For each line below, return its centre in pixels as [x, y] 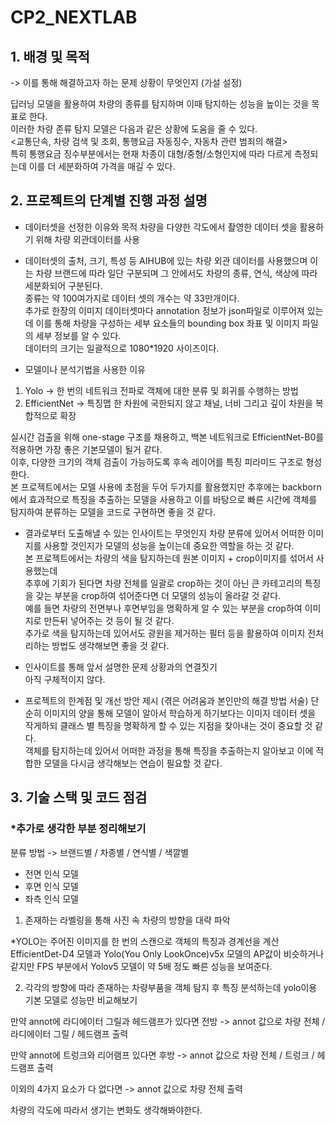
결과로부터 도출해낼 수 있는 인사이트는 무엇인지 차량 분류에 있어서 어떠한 [165, 533]
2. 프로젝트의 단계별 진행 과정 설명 [109, 201]
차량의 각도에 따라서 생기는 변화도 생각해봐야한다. [106, 1110]
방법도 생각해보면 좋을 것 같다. [110, 645]
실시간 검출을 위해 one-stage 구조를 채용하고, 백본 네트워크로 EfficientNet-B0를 [167, 437]
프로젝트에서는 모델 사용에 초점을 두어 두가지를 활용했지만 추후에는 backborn [171, 487]
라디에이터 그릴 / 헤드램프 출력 [69, 1033]
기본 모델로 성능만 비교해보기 [81, 1000]
